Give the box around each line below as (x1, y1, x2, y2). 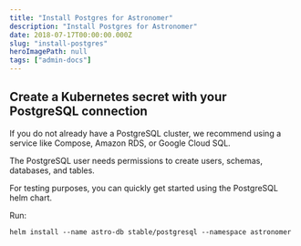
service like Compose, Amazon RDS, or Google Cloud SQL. (9, 138, 231, 149)
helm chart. (9, 192, 53, 203)
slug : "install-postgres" (9, 38, 108, 48)
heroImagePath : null (9, 47, 88, 56)
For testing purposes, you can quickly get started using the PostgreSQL (9, 182, 278, 193)
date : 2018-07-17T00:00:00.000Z (9, 30, 132, 39)
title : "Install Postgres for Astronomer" (9, 13, 173, 23)
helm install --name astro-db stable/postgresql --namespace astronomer (9, 227, 292, 237)
